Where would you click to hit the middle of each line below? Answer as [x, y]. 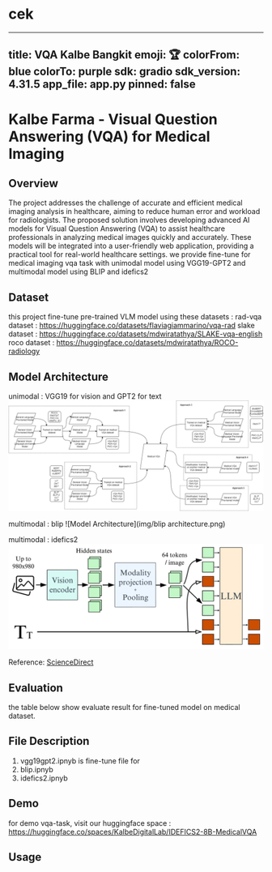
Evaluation [36, 688]
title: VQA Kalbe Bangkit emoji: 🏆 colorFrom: [124, 55]
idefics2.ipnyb [44, 778]
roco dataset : [32, 343]
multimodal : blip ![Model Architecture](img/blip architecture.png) [117, 524]
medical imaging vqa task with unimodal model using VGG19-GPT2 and [127, 263]
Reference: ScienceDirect [51, 662]
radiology [24, 351]
